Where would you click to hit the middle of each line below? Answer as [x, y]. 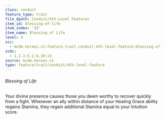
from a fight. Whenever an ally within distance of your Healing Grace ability [82, 102]
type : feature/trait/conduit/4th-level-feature [55, 65]
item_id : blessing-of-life [33, 24]
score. [12, 112]
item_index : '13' [23, 28]
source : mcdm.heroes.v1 [30, 60]
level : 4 [14, 38]
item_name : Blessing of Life [35, 33]
